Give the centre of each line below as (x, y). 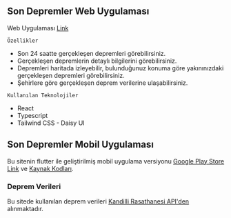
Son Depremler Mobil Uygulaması (80, 145)
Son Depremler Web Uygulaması (78, 11)
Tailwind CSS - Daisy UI (51, 123)
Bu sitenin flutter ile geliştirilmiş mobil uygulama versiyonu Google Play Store (116, 161)
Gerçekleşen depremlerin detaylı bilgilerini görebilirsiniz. (97, 61)
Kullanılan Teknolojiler (43, 95)
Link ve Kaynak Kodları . (40, 168)
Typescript (32, 115)
